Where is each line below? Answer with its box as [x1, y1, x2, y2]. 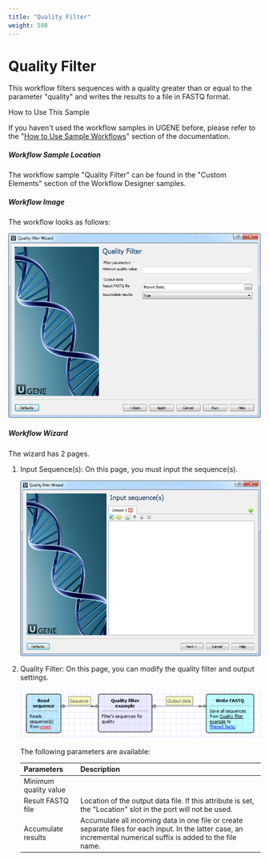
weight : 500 [8, 21, 48, 30]
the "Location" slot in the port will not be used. [79, 804, 233, 814]
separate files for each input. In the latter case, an [79, 824, 243, 834]
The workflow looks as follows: [8, 217, 110, 227]
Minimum [23, 776, 54, 786]
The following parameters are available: [19, 746, 151, 756]
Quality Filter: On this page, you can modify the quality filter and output [19, 664, 255, 673]
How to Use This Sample [8, 108, 90, 117]
